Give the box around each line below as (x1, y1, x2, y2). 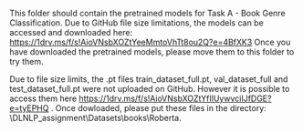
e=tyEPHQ (9, 103, 49, 113)
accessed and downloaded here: (9, 27, 133, 37)
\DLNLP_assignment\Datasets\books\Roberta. (9, 113, 183, 123)
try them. (9, 56, 44, 66)
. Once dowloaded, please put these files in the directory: (50, 103, 266, 113)
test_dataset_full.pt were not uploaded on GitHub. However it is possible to (9, 84, 290, 94)
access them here (9, 93, 78, 104)
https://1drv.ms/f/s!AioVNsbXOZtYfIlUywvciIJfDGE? (78, 93, 272, 104)
